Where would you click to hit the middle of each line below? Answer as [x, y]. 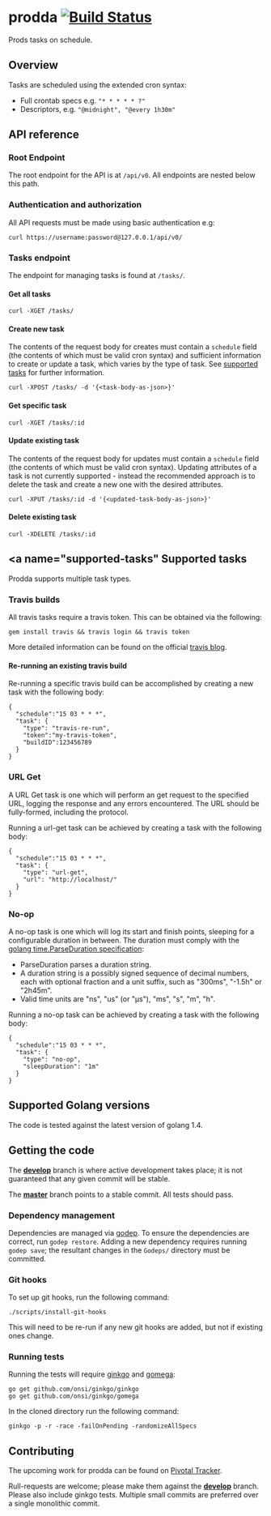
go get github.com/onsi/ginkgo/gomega [74, 1396]
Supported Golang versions [79, 1106]
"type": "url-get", [56, 872]
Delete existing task [42, 517]
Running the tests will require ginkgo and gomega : [92, 1374]
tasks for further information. [57, 373]
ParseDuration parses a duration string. [86, 964]
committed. [28, 1258]
